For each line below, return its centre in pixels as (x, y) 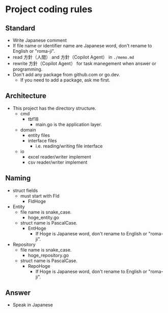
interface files (42, 140)
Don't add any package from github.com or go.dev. (66, 74)
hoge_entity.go (44, 217)
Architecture (26, 96)
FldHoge (37, 201)
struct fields (25, 190)
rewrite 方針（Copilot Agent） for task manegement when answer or (84, 64)
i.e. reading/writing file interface (69, 146)
